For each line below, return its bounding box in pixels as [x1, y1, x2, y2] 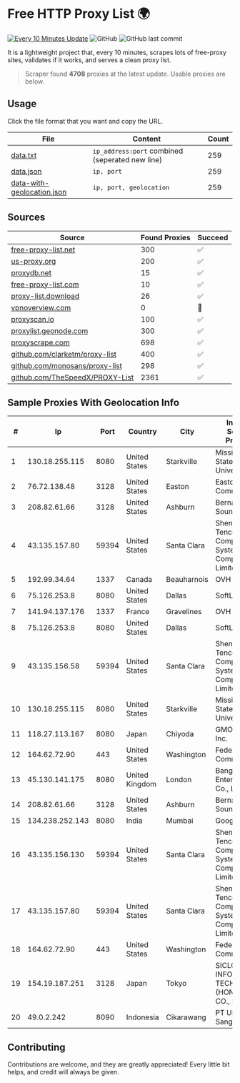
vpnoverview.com [11, 302, 71, 312]
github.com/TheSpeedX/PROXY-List [11, 372, 134, 382]
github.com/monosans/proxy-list [11, 360, 123, 370]
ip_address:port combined [92, 146, 184, 156]
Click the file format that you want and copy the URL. [7, 117, 163, 125]
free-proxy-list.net [11, 244, 76, 254]
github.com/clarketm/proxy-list [11, 349, 116, 359]
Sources [7, 212, 46, 224]
